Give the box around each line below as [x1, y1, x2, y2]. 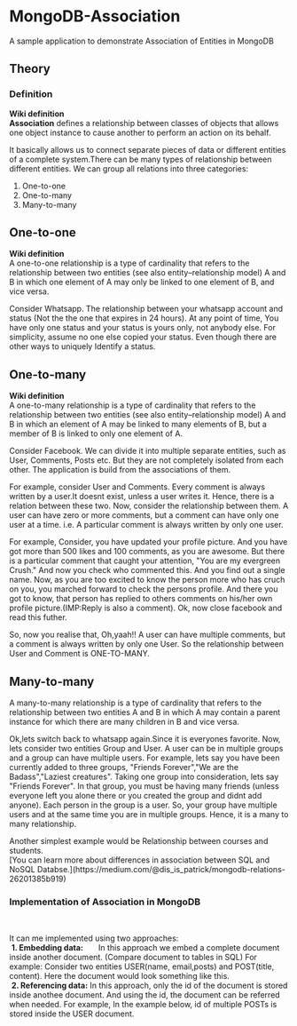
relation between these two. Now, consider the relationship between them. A [9, 500, 289, 512]
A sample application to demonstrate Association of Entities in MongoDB [9, 36, 275, 46]
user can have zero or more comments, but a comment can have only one [9, 510, 279, 521]
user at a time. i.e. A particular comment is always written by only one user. [9, 520, 284, 530]
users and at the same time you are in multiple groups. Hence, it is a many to [9, 809, 289, 820]
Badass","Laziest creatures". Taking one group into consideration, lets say [9, 771, 279, 783]
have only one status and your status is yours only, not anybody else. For [9, 322, 277, 333]
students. [9, 846, 44, 856]
